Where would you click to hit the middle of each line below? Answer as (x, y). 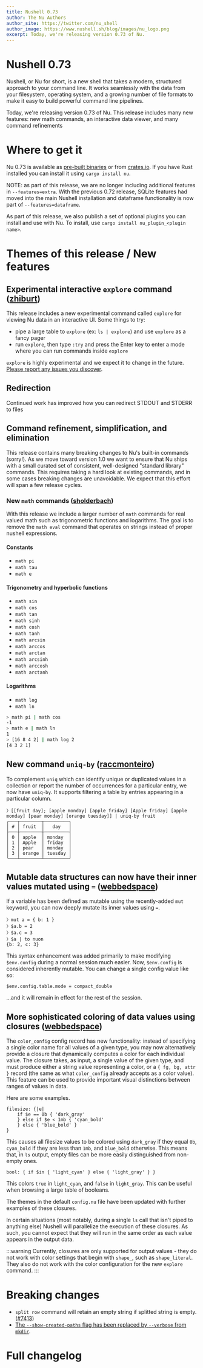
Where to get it (45, 150)
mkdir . (23, 1332)
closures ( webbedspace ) (55, 1026)
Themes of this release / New (82, 254)
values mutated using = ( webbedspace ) (82, 886)
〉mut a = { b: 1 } (30, 920)
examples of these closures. (42, 1208)
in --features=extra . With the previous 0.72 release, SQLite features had (97, 192)
